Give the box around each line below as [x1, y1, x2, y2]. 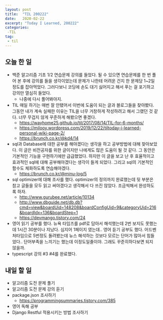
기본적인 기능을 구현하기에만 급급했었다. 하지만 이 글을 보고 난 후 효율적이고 [12, 153, 155, 159]
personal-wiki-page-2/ [19, 130, 65, 136]
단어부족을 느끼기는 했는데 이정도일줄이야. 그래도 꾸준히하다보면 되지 [23, 238, 154, 244]
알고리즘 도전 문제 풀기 [12, 280, 55, 286]
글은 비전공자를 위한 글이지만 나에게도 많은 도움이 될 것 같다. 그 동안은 [23, 147, 156, 153]
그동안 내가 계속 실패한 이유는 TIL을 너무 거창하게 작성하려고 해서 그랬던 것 [12, 108, 153, 114]
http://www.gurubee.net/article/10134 [19, 194, 95, 200]
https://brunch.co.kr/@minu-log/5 [19, 170, 87, 176]
